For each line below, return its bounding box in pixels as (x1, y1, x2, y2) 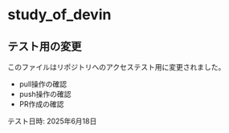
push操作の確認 (18, 90, 72, 99)
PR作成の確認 (18, 99, 64, 109)
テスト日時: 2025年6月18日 (7, 116, 97, 126)
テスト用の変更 (7, 39, 82, 53)
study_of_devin (7, 6, 112, 24)
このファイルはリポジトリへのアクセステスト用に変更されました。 (7, 62, 226, 71)
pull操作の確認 (18, 79, 67, 89)
